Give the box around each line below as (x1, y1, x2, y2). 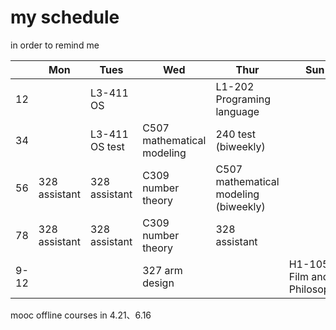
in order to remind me (10, 39, 100, 51)
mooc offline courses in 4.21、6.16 (10, 309, 152, 321)
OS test (89, 139, 125, 153)
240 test (215, 127, 256, 141)
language (215, 104, 260, 118)
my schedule (10, 6, 120, 29)
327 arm (142, 263, 183, 277)
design (142, 276, 175, 290)
